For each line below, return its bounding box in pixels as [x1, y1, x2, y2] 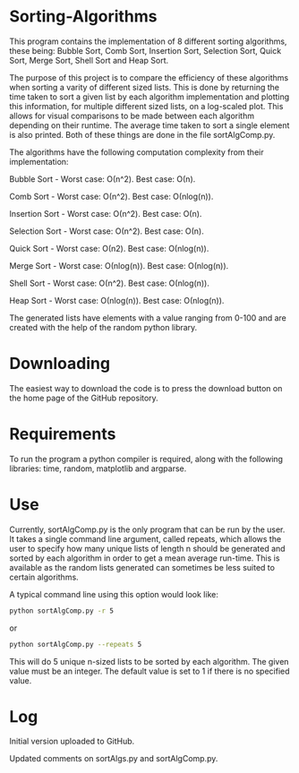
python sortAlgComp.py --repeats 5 [9, 640, 142, 648]
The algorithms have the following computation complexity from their [9, 146, 264, 158]
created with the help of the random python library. [9, 322, 198, 332]
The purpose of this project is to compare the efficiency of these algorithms [9, 72, 289, 82]
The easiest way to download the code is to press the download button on [9, 382, 283, 393]
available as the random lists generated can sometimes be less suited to [9, 562, 276, 572]
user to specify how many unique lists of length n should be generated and [9, 543, 286, 554]
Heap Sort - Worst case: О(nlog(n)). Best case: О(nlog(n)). [9, 295, 225, 305]
